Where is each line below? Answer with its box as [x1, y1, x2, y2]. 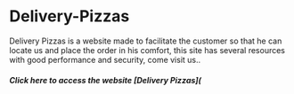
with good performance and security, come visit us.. [9, 54, 201, 65]
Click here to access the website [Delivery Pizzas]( [9, 74, 202, 85]
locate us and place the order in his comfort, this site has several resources [9, 44, 285, 55]
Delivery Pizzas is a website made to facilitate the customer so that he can [9, 35, 282, 46]
